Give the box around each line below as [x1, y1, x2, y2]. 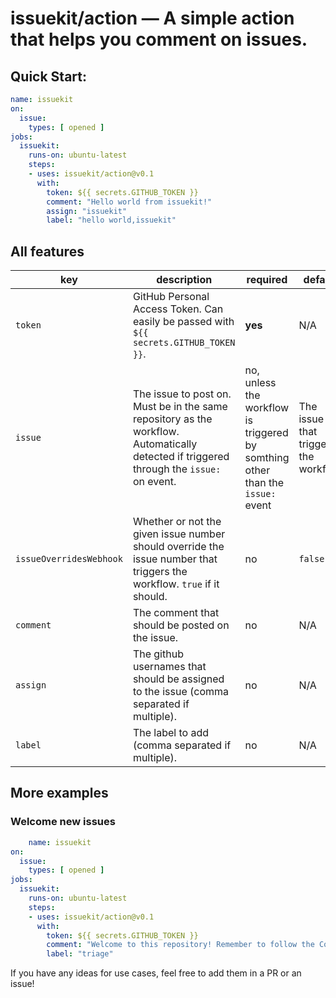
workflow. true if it [132, 577, 220, 591]
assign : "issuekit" [46, 206, 128, 216]
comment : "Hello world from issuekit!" [46, 197, 213, 207]
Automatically [132, 437, 198, 451]
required [246, 273, 288, 287]
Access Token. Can [132, 302, 224, 316]
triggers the [132, 565, 188, 579]
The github [132, 647, 184, 661]
